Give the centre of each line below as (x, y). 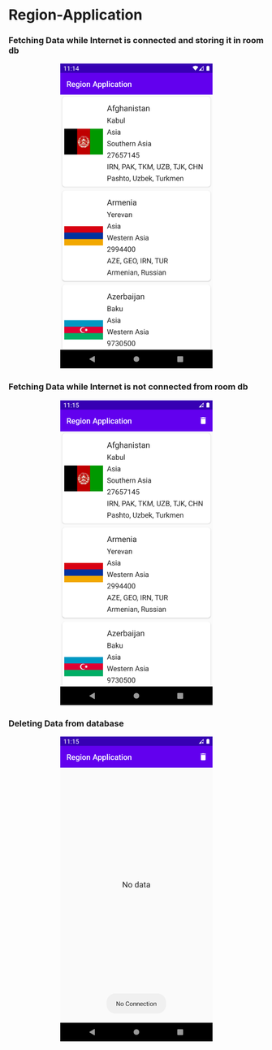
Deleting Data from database (66, 723)
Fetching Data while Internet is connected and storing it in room (136, 41)
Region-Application (76, 15)
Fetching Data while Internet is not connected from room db (128, 387)
